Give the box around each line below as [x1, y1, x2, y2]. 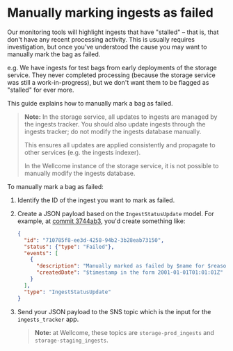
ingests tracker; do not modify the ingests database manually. [24, 127, 202, 136]
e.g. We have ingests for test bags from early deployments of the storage [7, 63, 217, 72]
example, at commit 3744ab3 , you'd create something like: [17, 217, 186, 225]
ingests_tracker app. [17, 315, 79, 323]
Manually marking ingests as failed [7, 5, 214, 21]
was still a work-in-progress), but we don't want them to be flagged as [7, 78, 209, 86]
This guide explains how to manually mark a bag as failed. [7, 99, 173, 107]
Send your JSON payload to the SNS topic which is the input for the [17, 307, 211, 316]
